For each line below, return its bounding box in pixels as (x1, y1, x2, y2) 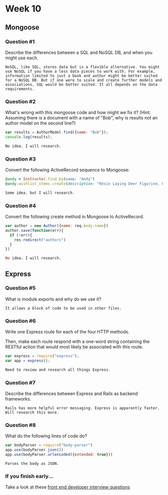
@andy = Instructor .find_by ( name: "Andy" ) (5, 177, 95, 182)
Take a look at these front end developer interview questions (5, 484, 130, 490)
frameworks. (5, 396, 31, 402)
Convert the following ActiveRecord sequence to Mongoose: (5, 167, 130, 173)
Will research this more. (5, 410, 59, 415)
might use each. (5, 55, 38, 61)
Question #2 (5, 98, 36, 105)
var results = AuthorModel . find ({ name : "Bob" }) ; (5, 130, 108, 135)
